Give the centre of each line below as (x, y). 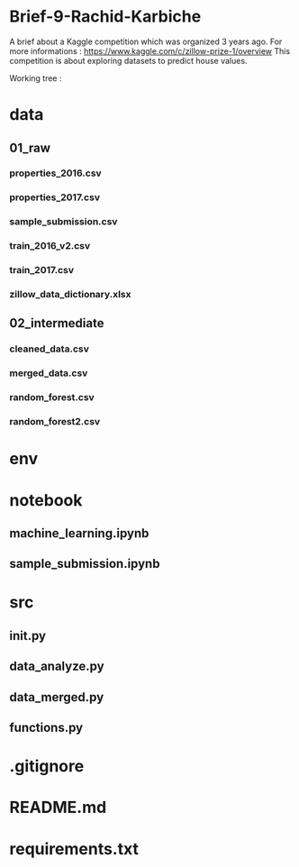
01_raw (30, 147)
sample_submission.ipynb (85, 564)
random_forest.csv (52, 397)
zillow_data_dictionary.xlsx (71, 295)
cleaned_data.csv (50, 349)
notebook (46, 500)
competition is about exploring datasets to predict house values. (128, 60)
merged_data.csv (49, 373)
